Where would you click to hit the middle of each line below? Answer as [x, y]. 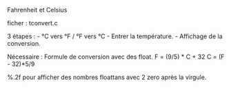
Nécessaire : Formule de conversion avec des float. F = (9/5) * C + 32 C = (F [116, 57]
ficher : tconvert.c [32, 23]
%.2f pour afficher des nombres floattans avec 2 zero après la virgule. [107, 77]
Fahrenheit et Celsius [37, 10]
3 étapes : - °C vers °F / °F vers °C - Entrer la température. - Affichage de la [115, 36]
